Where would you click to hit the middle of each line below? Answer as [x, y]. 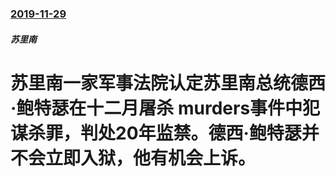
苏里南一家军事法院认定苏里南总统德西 [168, 83]
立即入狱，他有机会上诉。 [151, 158]
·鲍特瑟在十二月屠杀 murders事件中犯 [165, 108]
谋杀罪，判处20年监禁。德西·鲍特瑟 [156, 133]
